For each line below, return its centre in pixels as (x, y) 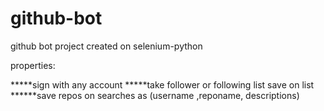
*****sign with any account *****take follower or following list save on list (162, 84)
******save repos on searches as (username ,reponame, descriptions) (155, 95)
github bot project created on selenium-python (106, 46)
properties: (33, 65)
